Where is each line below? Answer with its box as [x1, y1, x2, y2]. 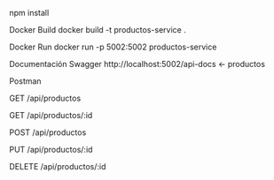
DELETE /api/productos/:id [9, 161, 106, 171]
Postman [9, 76, 42, 86]
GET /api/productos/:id [9, 110, 93, 120]
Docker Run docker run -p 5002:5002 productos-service [9, 41, 217, 52]
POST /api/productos [9, 127, 87, 138]
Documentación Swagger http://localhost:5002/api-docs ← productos [9, 59, 266, 69]
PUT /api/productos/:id [9, 145, 93, 154]
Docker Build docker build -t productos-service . [9, 25, 186, 34]
